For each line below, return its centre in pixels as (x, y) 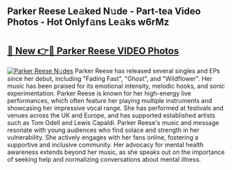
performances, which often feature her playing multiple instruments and (110, 101)
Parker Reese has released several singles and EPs (148, 71)
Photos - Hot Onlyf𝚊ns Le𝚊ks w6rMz (88, 22)
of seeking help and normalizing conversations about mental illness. (104, 159)
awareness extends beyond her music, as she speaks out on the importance (116, 152)
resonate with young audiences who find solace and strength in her (103, 130)
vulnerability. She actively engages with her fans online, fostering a (103, 137)
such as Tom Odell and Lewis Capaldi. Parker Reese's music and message (113, 123)
